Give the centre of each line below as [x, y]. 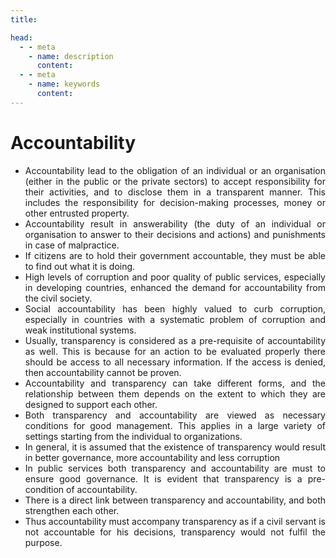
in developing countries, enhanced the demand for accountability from [175, 287]
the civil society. [58, 298]
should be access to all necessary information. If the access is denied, [175, 362]
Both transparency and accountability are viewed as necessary [175, 415]
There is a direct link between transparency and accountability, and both [175, 500]
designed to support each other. [91, 404]
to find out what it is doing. [80, 266]
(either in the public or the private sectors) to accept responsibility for [175, 181]
